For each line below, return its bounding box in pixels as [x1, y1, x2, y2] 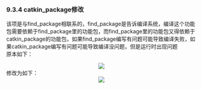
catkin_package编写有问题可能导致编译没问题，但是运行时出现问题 [11, 43, 178, 50]
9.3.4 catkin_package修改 [6, 5, 84, 13]
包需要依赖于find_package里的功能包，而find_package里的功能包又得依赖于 [6, 28, 196, 35]
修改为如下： [6, 70, 38, 77]
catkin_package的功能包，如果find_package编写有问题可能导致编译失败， [6, 35, 190, 43]
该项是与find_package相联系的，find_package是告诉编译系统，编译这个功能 [6, 20, 196, 28]
